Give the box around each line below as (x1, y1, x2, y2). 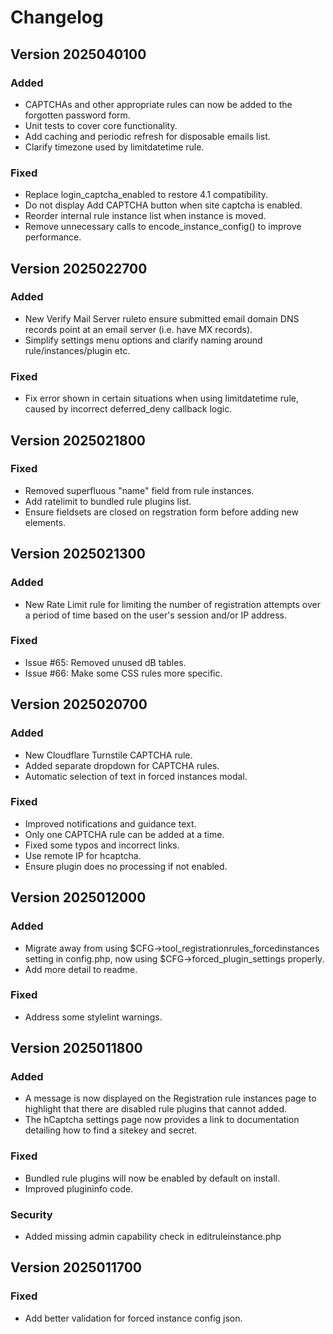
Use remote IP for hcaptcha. (24, 849, 142, 861)
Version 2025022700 (10, 260, 148, 277)
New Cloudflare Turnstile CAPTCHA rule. (24, 749, 193, 761)
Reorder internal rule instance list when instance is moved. (24, 210, 267, 222)
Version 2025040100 (10, 46, 147, 63)
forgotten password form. (24, 109, 131, 121)
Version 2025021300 (10, 546, 146, 563)
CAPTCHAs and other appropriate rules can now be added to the (24, 98, 293, 110)
